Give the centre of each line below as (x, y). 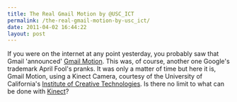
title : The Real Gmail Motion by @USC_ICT (71, 14)
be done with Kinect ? (38, 91)
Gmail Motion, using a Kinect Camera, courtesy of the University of (105, 76)
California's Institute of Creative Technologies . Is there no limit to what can (116, 84)
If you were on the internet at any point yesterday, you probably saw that (113, 54)
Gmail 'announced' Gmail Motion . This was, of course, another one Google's (118, 62)
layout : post (27, 34)
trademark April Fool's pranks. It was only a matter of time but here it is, (112, 69)
